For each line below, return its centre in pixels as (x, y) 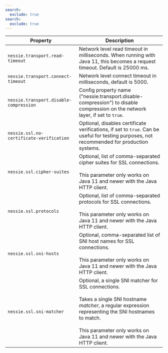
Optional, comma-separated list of (119, 235)
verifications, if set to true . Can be (119, 129)
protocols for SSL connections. (115, 202)
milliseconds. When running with (117, 55)
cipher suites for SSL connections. (119, 163)
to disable (126, 103)
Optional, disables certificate (112, 123)
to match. (90, 318)
